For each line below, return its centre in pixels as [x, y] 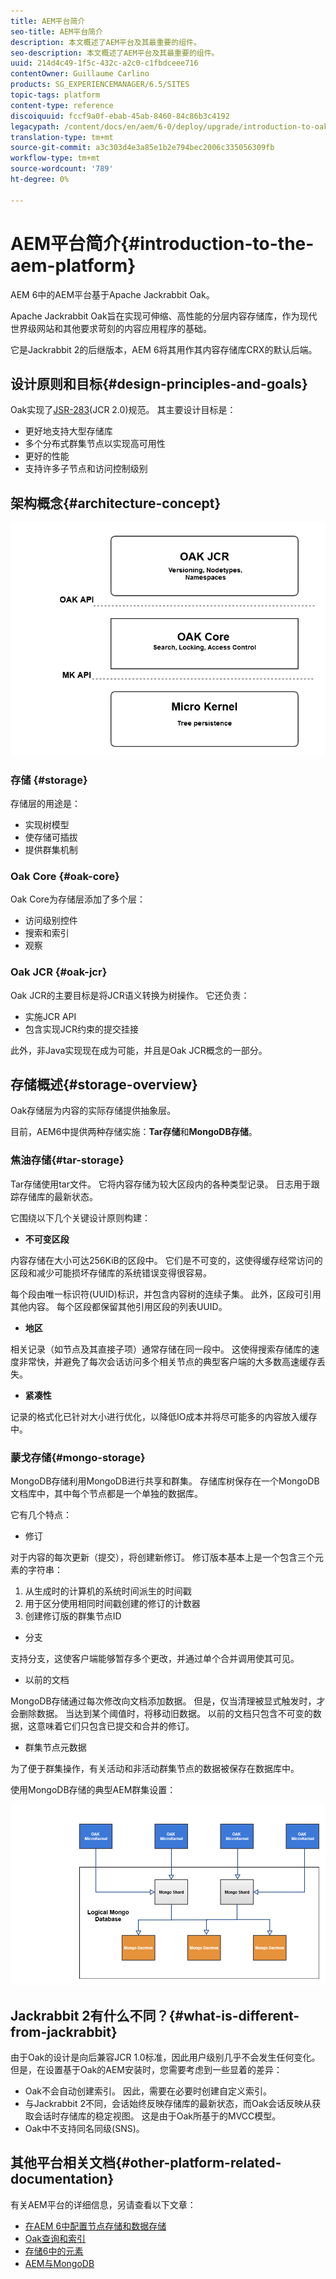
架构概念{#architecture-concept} [116, 503]
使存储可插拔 [51, 837]
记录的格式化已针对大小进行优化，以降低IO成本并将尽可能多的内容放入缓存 [164, 1416]
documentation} [62, 2179]
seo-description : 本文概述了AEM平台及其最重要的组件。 [115, 53]
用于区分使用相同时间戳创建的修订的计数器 [112, 1603]
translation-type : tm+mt [62, 137]
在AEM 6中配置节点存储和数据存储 [95, 2226]
